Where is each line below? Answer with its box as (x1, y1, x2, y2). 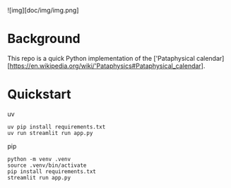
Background (7, 31, 81, 47)
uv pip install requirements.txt (7, 123, 106, 130)
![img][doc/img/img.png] (7, 6, 79, 14)
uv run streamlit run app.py (7, 129, 93, 136)
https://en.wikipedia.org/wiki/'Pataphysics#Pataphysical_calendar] (9, 61, 203, 70)
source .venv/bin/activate (7, 162, 87, 169)
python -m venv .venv (7, 155, 71, 163)
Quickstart (7, 86, 72, 102)
